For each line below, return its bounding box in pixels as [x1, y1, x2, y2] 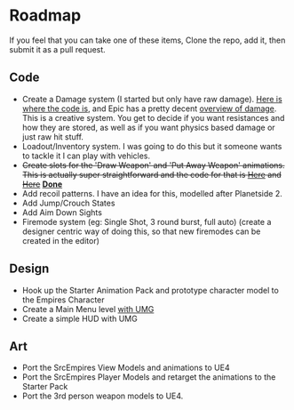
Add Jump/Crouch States [21, 197, 115, 208]
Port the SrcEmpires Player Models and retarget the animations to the [21, 372, 276, 382]
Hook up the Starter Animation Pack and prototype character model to [21, 285, 280, 295]
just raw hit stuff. [21, 131, 84, 142]
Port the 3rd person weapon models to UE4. [21, 390, 184, 401]
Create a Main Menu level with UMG [21, 303, 155, 314]
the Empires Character [21, 294, 105, 305]
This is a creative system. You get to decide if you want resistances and [21, 112, 285, 123]
